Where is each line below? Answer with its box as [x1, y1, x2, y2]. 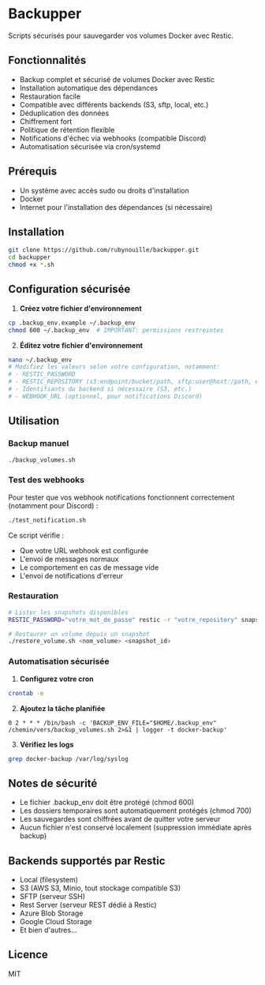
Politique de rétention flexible [19, 125, 115, 134]
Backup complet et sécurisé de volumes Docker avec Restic [19, 74, 215, 84]
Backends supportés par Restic [8, 854, 166, 867]
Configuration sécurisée [8, 283, 131, 296]
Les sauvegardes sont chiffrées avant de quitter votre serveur [19, 815, 221, 824]
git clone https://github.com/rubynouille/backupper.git [8, 246, 200, 254]
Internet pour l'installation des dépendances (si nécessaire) [19, 202, 213, 212]
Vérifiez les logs [19, 740, 74, 749]
